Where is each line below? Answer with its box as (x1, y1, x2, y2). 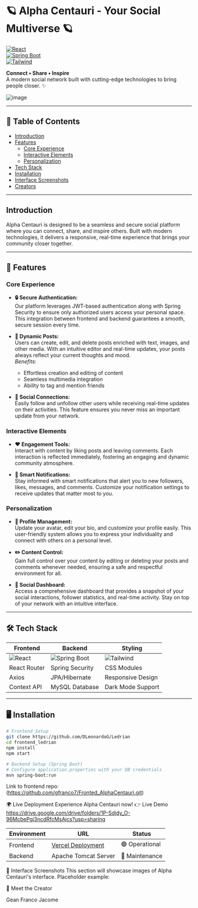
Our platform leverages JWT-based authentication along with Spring (14, 302, 181, 310)
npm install (6, 745, 35, 751)
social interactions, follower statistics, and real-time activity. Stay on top (14, 593, 190, 600)
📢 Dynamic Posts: (14, 333, 59, 340)
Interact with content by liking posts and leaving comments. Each (14, 447, 173, 454)
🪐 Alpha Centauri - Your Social (6, 4, 161, 18)
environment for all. (14, 570, 62, 577)
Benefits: (14, 358, 37, 365)
